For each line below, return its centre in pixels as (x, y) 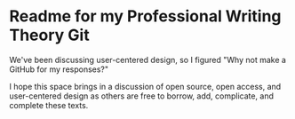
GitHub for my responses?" (59, 69)
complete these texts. (49, 105)
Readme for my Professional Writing (145, 16)
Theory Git (50, 35)
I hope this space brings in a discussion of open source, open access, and (145, 86)
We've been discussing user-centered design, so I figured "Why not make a (148, 59)
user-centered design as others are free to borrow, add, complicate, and (141, 96)
